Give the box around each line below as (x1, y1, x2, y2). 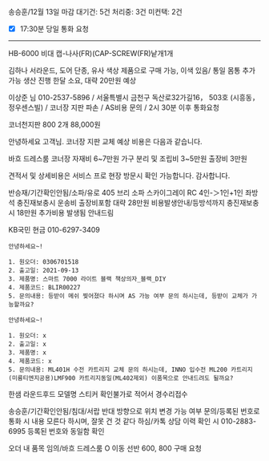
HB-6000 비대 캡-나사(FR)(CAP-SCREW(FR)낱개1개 (8, 49, 174, 59)
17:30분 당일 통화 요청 (19, 24, 90, 34)
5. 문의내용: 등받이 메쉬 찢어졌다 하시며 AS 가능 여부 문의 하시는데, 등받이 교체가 (8, 292, 248, 301)
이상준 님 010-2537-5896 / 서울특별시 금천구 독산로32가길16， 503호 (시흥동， (8, 93, 259, 103)
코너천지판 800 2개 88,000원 (8, 119, 102, 130)
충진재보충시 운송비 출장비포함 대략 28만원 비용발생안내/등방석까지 (16, 198, 226, 208)
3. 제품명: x (8, 349, 46, 357)
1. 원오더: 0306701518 (8, 258, 79, 266)
